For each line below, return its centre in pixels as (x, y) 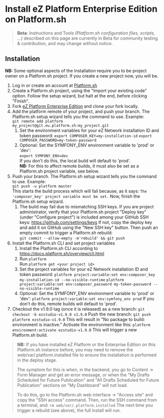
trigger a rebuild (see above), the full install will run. (69, 410)
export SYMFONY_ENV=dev (44, 156)
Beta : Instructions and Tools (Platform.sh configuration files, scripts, (86, 33)
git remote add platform (37, 121)
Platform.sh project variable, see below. (59, 171)
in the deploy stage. (37, 360)
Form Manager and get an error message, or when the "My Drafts (83, 375)
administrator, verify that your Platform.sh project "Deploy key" (83, 212)
